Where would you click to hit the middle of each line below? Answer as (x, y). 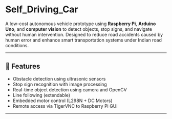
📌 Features (23, 66)
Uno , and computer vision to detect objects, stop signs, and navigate (79, 29)
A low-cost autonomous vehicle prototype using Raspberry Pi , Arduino (81, 24)
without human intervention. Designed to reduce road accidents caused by (84, 34)
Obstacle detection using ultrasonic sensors (59, 78)
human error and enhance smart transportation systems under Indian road (84, 40)
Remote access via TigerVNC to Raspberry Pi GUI (65, 106)
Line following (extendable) (41, 95)
